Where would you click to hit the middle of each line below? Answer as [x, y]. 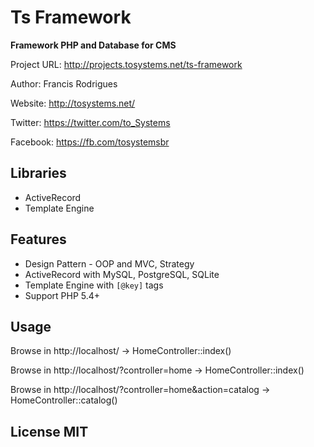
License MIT [49, 431]
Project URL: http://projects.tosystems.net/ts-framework [126, 64]
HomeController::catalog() [64, 400]
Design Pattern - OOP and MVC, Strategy [109, 263]
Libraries [38, 173]
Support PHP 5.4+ [62, 295]
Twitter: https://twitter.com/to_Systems [90, 122]
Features [38, 239]
